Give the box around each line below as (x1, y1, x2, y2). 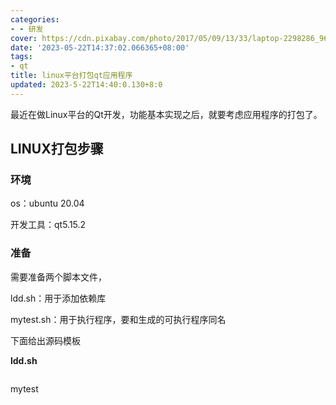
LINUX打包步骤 (10, 141, 104, 158)
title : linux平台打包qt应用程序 (10, 71, 133, 81)
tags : (10, 52, 33, 62)
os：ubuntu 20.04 (10, 197, 85, 210)
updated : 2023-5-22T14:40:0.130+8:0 (10, 80, 163, 90)
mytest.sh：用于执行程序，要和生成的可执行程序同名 (10, 313, 227, 325)
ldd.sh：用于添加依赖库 (10, 292, 107, 304)
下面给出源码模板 (10, 334, 81, 346)
